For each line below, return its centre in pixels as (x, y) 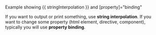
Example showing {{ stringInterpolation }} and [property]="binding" (74, 7)
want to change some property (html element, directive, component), (75, 22)
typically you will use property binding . (45, 27)
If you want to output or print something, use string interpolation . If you (78, 17)
